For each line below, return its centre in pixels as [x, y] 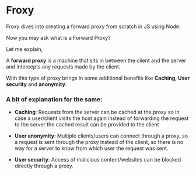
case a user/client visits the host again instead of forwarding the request [101, 118]
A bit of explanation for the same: [54, 99]
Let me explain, [24, 49]
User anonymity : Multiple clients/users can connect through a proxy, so [101, 136]
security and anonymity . [36, 84]
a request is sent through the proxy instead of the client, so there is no [99, 142]
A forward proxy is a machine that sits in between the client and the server [96, 60]
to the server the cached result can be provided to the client [87, 125]
